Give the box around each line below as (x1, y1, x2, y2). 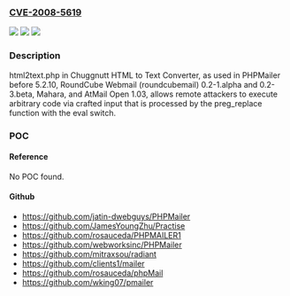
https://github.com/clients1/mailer (21, 258, 145, 269)
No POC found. (9, 171, 65, 182)
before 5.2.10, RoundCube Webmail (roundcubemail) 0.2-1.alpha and (9, 79, 258, 90)
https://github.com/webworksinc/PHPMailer (21, 239, 183, 250)
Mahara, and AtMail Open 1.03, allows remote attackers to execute (36, 89, 279, 99)
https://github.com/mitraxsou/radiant (21, 248, 157, 259)
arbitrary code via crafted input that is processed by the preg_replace (9, 97, 263, 108)
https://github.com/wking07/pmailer (21, 277, 154, 287)
